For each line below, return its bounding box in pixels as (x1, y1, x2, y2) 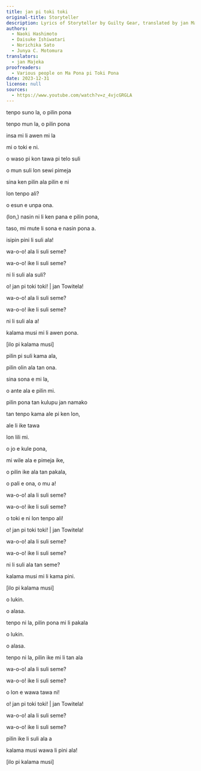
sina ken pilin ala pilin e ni (6, 178, 69, 186)
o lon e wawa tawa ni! (6, 688, 60, 696)
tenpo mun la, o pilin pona (6, 120, 71, 128)
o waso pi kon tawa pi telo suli (6, 155, 81, 162)
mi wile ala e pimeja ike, (6, 456, 65, 464)
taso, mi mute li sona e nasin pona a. (6, 224, 96, 232)
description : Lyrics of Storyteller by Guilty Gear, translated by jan (6, 20, 188, 26)
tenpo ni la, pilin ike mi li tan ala (6, 654, 83, 661)
